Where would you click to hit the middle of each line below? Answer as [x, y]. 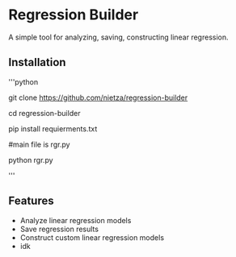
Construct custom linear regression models [92, 237]
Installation [37, 62]
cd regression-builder [44, 113]
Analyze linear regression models [76, 220]
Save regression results [59, 229]
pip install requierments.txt [53, 128]
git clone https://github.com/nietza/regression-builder [98, 97]
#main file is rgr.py [39, 144]
